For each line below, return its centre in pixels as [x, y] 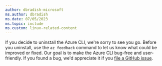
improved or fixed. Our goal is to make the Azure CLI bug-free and [73, 53]
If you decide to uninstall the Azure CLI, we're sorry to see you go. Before [81, 42]
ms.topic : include [24, 24]
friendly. [14, 58]
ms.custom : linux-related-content [41, 28]
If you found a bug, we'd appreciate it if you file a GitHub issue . [88, 58]
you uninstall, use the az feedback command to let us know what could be [81, 48]
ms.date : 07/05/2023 [27, 19]
